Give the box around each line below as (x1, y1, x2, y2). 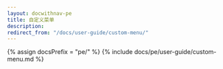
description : (7, 23, 45, 29)
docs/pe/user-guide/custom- (134, 48, 217, 56)
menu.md (7, 55, 34, 64)
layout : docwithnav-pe (7, 10, 72, 17)
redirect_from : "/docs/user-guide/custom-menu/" (7, 29, 149, 36)
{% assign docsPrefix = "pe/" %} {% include (7, 48, 133, 56)
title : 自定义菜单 (7, 16, 55, 23)
